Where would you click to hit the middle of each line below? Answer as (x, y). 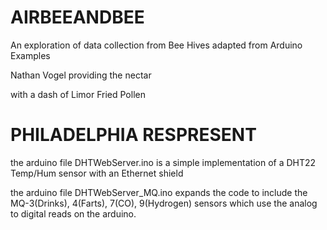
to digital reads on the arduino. (73, 213)
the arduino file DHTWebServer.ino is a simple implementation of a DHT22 (163, 162)
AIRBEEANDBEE (77, 17)
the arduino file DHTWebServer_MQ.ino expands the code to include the (159, 192)
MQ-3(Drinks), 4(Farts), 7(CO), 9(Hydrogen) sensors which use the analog (164, 203)
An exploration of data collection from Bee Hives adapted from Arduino (156, 45)
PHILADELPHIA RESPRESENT (133, 135)
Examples (30, 55)
